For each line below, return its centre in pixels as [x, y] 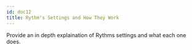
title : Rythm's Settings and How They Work [63, 18]
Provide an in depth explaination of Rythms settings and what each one [96, 35]
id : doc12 [19, 12]
